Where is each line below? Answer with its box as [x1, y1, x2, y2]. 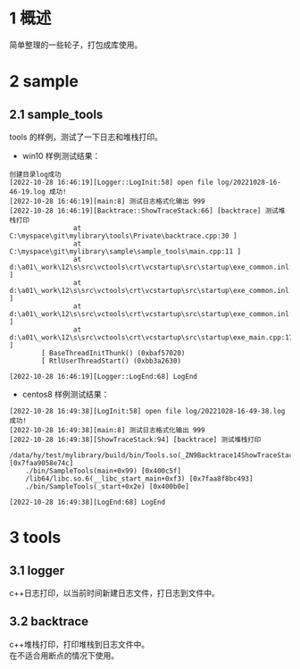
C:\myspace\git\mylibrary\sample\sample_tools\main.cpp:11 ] [9, 247, 242, 255]
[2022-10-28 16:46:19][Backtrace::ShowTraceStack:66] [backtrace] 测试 [9, 206, 279, 215]
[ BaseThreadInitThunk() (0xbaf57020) [41, 348, 186, 357]
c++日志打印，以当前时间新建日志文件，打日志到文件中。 [9, 587, 221, 598]
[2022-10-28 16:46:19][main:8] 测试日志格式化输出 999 [9, 197, 205, 205]
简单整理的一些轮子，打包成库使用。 [9, 39, 143, 50]
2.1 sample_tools [9, 106, 104, 121]
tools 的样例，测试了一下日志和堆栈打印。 [9, 131, 162, 142]
